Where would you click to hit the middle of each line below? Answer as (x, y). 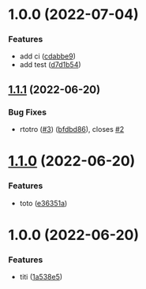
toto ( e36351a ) (43, 203)
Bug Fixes (28, 112)
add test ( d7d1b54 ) (50, 65)
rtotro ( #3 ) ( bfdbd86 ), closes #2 (72, 129)
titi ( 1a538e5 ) (41, 277)
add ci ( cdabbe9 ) (48, 56)
